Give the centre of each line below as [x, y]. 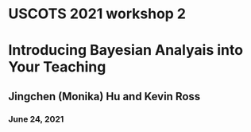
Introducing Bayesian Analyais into [126, 50]
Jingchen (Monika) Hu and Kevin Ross [104, 96]
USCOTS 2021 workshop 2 [97, 14]
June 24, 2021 [36, 118]
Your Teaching [57, 67]
